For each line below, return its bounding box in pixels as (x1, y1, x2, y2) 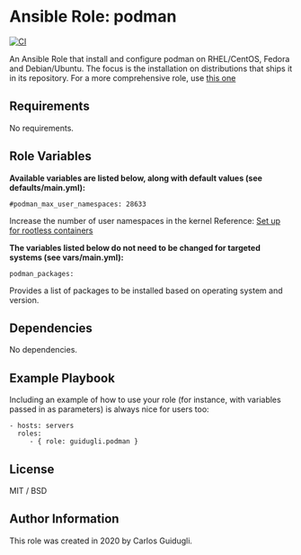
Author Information (9, 511, 120, 527)
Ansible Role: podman (9, 6, 177, 27)
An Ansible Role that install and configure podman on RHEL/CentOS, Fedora (9, 53, 290, 64)
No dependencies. (9, 345, 78, 355)
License (9, 461, 55, 477)
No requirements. (9, 122, 75, 133)
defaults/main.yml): (9, 182, 85, 192)
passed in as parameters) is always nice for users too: (9, 404, 209, 415)
